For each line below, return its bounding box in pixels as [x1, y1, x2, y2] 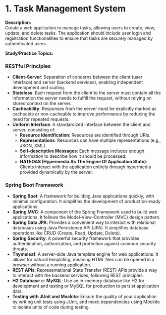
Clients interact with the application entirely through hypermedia [19, 164, 151, 170]
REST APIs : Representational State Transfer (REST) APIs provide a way [12, 267, 158, 273]
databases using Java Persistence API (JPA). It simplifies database [12, 224, 149, 230]
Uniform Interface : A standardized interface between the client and [12, 121, 151, 127]
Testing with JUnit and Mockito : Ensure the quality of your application [12, 293, 157, 299]
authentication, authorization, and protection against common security [12, 240, 156, 246]
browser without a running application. [12, 262, 92, 268]
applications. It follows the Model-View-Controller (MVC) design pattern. [12, 214, 161, 220]
